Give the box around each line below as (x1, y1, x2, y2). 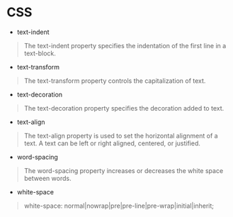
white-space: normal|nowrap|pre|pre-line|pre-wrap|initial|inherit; (23, 201, 214, 210)
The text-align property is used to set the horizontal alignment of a (23, 131, 218, 140)
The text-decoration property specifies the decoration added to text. (23, 104, 225, 112)
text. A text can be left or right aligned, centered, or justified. (23, 139, 201, 148)
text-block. (23, 49, 56, 57)
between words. (23, 174, 72, 182)
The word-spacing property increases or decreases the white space (23, 166, 224, 174)
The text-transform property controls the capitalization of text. (23, 76, 206, 85)
